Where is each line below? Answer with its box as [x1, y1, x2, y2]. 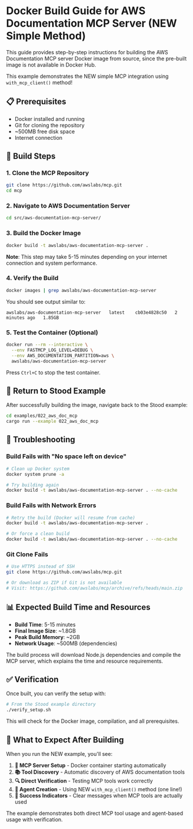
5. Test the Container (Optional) [6, 328, 98, 337]
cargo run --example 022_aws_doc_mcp [6, 419, 99, 425]
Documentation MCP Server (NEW [6, 17, 178, 30]
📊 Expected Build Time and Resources [6, 603, 151, 613]
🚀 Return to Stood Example [6, 386, 106, 396]
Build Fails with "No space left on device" [6, 452, 127, 460]
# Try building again [6, 482, 59, 488]
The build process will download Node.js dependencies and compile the [6, 651, 181, 658]
